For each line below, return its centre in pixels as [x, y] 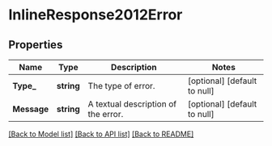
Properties [36, 45]
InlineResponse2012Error [96, 15]
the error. [106, 114]
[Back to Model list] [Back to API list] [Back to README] [101, 134]
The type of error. [121, 86]
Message [31, 109]
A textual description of [132, 104]
